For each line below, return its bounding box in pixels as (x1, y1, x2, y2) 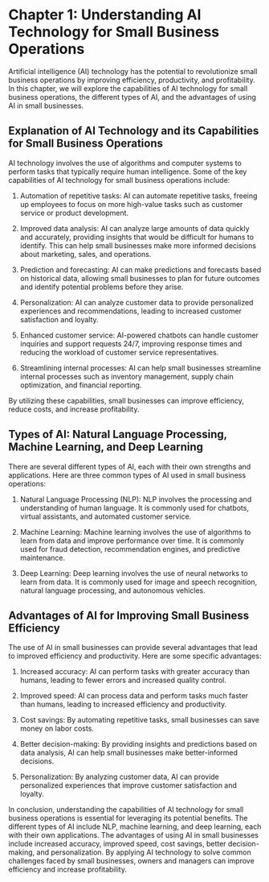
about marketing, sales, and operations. (19, 249, 152, 259)
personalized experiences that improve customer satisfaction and (19, 781, 237, 790)
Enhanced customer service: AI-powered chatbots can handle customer (19, 330, 259, 340)
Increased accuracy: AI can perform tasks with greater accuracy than (19, 667, 251, 677)
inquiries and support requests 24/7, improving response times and (19, 338, 243, 348)
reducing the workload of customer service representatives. (19, 347, 219, 357)
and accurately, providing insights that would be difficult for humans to (19, 232, 255, 242)
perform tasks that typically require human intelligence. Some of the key (8, 167, 247, 176)
